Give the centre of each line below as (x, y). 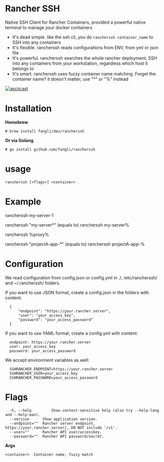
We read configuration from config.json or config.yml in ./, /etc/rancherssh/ (81, 277)
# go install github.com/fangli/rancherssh (50, 149)
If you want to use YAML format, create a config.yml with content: (72, 333)
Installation (28, 109)
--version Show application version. (54, 419)
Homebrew (17, 122)
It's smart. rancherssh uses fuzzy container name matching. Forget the (84, 74)
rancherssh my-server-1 (29, 215)
